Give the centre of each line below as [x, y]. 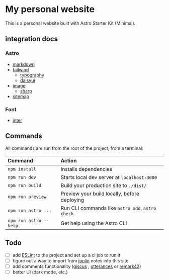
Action [69, 160]
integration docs [32, 39]
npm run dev [22, 177]
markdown [24, 64]
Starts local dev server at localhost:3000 [109, 177]
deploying [72, 200]
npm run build [25, 185]
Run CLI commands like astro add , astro [108, 208]
